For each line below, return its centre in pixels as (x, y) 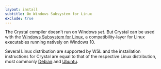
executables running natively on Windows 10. (50, 42)
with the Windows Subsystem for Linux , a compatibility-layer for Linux (75, 37)
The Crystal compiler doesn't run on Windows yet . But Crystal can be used (80, 32)
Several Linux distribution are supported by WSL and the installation (73, 51)
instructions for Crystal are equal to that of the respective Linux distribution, (81, 57)
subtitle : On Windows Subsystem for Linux (48, 14)
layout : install (21, 9)
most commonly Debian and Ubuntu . (42, 62)
